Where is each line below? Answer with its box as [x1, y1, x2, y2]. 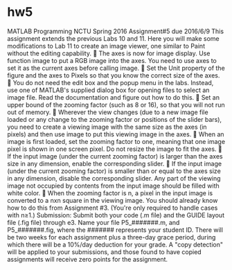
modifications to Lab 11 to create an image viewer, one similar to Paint [7, 42, 206, 50]
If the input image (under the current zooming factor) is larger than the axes [7, 152, 223, 160]
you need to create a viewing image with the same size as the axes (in [7, 123, 207, 131]
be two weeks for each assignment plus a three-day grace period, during [7, 233, 216, 241]
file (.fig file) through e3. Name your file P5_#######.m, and [7, 218, 180, 226]
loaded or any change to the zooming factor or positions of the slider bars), [7, 115, 222, 123]
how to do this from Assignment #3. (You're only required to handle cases [7, 204, 218, 212]
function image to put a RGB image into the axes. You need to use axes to [7, 56, 217, 64]
